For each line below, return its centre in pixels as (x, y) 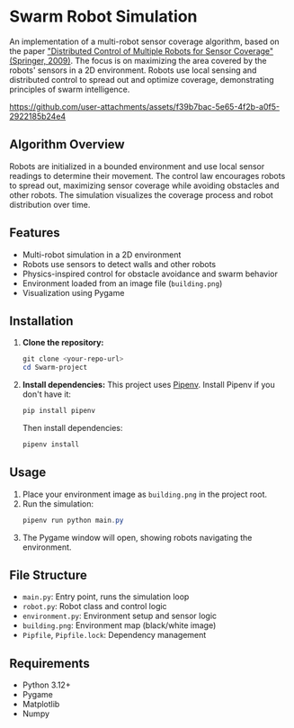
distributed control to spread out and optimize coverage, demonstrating (142, 79)
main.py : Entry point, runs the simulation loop (106, 597)
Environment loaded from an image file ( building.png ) (122, 283)
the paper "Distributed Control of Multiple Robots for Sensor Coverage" (142, 50)
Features (35, 233)
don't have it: (47, 394)
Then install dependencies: (72, 428)
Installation (41, 321)
